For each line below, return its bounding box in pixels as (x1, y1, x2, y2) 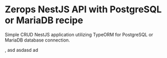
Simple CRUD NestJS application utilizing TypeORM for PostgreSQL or (5, 31, 153, 37)
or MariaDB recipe (5, 14, 83, 26)
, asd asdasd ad (5, 47, 38, 53)
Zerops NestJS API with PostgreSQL (5, 4, 162, 15)
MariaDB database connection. (5, 37, 70, 43)
